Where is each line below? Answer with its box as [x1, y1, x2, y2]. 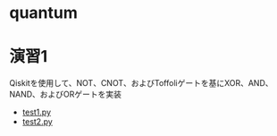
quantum [9, 3, 79, 23]
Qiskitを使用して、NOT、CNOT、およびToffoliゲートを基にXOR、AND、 [9, 78, 274, 89]
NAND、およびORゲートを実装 [9, 89, 122, 100]
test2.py [21, 116, 54, 127]
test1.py [21, 106, 52, 118]
